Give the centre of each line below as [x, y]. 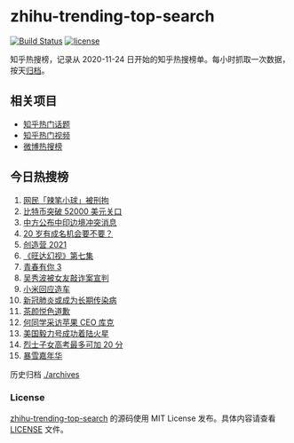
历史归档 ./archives [45, 374]
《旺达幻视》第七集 [58, 256]
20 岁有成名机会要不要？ [68, 233]
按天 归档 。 [30, 70]
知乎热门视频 [46, 135]
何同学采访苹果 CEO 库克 [68, 322]
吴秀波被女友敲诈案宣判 [66, 278]
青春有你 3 [42, 266]
